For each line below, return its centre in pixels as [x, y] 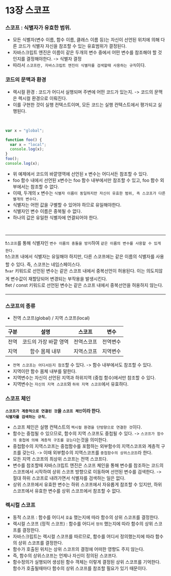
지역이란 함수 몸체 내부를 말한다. [45, 371]
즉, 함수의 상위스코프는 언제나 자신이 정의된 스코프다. [65, 555]
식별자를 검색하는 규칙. [26, 417]
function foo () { [24, 140]
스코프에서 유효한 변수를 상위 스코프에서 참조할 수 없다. [67, 491]
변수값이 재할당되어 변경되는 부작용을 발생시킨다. [59, 279]
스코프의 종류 [20, 306]
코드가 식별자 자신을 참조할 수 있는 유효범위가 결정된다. [73, 46]
